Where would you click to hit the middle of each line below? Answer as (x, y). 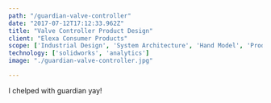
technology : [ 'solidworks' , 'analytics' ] (79, 53)
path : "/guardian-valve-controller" (70, 16)
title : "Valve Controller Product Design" (81, 31)
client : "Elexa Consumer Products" (68, 38)
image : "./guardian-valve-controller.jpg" (81, 61)
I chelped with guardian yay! (55, 90)
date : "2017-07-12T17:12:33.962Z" (67, 23)
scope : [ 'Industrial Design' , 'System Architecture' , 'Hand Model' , (126, 46)
